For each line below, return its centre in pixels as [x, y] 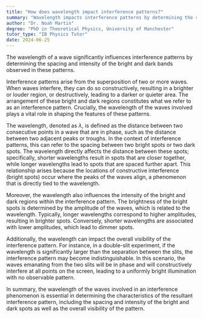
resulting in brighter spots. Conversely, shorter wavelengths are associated [100, 221]
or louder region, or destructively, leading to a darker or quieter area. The [97, 95]
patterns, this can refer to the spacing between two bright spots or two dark [101, 145]
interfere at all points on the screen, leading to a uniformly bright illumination [101, 271]
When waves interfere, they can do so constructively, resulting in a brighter [100, 88]
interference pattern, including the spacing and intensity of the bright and [98, 302]
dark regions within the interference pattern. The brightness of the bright [97, 201]
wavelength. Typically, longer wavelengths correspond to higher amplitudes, [101, 214]
